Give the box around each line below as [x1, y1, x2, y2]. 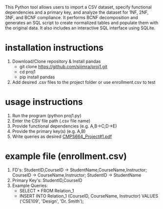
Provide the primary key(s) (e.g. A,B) [12, 128, 86, 134]
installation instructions [5, 42, 104, 53]
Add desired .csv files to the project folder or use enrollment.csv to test [12, 79, 156, 85]
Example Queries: [12, 183, 48, 188]
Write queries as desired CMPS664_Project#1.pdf [12, 133, 112, 139]
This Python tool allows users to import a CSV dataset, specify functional [5, 4, 152, 10]
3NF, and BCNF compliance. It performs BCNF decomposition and [5, 15, 138, 20]
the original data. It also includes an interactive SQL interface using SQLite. [5, 25, 156, 31]
